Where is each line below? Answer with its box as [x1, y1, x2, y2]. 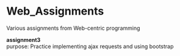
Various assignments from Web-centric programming [6, 24, 140, 32]
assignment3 [6, 36, 41, 43]
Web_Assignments [6, 4, 104, 18]
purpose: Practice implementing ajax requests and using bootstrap [6, 43, 174, 50]
